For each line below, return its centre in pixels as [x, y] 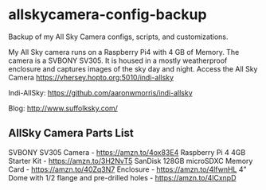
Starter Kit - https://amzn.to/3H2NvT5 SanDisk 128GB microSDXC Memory [131, 161]
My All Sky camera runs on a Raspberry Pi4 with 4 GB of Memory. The [124, 52]
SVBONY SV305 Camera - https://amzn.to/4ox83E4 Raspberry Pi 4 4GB [127, 152]
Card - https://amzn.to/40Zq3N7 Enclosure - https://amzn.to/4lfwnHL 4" [127, 169]
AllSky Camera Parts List [71, 133]
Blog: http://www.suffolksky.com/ [63, 108]
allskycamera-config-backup [108, 15]
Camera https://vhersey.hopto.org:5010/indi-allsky [91, 77]
